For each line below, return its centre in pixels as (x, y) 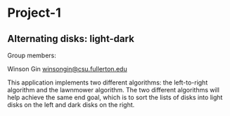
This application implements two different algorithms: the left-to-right (108, 82)
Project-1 (34, 13)
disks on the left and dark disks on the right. (71, 105)
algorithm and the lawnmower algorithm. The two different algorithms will (114, 90)
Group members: (32, 55)
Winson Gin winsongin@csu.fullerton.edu (68, 69)
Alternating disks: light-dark (71, 39)
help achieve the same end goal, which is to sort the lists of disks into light (115, 97)
